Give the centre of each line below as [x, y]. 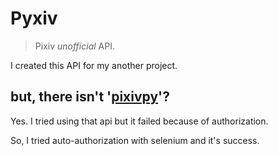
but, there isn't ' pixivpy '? [90, 97]
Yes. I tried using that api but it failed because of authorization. [139, 121]
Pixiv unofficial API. [74, 46]
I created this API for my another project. [94, 65]
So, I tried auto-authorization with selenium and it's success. [135, 140]
